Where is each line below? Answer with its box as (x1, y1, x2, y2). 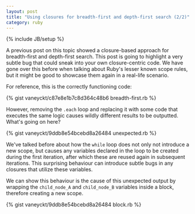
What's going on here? (6, 118, 61, 125)
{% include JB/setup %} (6, 36, 64, 43)
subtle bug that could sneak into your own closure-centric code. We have (6, 59, 183, 66)
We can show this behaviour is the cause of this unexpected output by (6, 177, 176, 185)
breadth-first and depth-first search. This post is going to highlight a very (6, 53, 183, 60)
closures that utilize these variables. (6, 166, 93, 173)
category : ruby (6, 19, 43, 25)
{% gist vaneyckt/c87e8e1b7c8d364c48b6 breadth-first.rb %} (6, 94, 157, 101)
